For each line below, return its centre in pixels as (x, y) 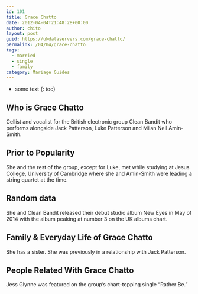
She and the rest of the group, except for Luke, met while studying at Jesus (98, 167)
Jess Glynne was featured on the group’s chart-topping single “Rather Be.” (97, 285)
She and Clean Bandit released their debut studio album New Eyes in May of (99, 212)
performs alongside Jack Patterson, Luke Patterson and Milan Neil (87, 128)
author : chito (24, 28)
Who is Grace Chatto (45, 107)
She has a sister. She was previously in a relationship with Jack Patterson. (96, 251)
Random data (31, 198)
